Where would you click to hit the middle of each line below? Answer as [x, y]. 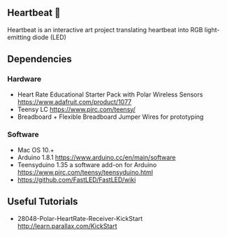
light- [212, 29]
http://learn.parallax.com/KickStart [67, 226]
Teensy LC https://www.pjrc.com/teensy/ [76, 109]
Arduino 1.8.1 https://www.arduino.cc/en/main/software [96, 157]
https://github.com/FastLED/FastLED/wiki [76, 180]
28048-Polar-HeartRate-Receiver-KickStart [80, 218]
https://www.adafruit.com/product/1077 [74, 101]
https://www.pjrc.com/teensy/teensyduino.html [85, 172]
